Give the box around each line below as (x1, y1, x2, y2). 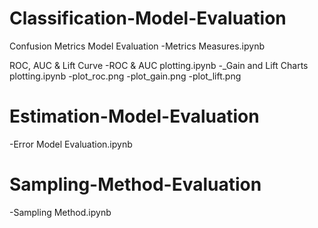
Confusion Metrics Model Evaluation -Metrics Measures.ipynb (9, 40, 265, 52)
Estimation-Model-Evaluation (9, 105, 260, 128)
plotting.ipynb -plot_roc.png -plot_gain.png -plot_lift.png (9, 70, 242, 82)
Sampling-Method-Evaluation (9, 173, 262, 196)
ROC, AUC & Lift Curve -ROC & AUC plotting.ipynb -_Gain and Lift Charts (9, 59, 309, 71)
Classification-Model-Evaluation (9, 7, 287, 30)
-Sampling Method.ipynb (9, 206, 112, 218)
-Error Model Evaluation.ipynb (9, 138, 133, 150)
